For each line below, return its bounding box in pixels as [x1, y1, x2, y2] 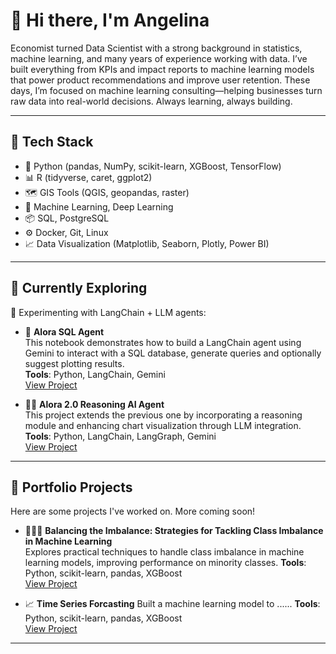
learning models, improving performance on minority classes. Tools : [24, 557, 307, 569]
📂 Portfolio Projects [10, 479, 133, 496]
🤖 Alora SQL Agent [24, 325, 105, 338]
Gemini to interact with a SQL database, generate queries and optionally [24, 347, 322, 359]
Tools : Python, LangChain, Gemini [24, 368, 166, 380]
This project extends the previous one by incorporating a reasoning [24, 409, 303, 421]
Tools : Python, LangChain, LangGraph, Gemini [24, 430, 217, 442]
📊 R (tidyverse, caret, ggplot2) [24, 171, 153, 183]
